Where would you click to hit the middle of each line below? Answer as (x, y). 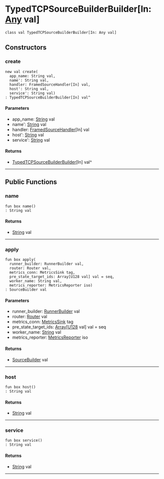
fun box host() (20, 387)
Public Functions (31, 182)
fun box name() (20, 206)
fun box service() (24, 441)
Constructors (26, 48)
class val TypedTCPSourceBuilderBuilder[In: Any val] (61, 32)
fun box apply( (20, 260)
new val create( (21, 72)
